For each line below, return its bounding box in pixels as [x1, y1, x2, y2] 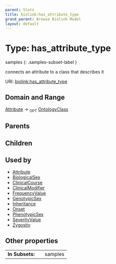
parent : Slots [5, 7, 35, 12]
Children [5, 139, 32, 147]
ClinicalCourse [12, 180, 43, 186]
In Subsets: [7, 251, 35, 258]
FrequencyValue [12, 190, 46, 196]
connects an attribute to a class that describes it [5, 69, 104, 75]
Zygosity [12, 222, 31, 228]
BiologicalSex [12, 174, 41, 180]
